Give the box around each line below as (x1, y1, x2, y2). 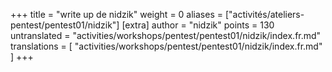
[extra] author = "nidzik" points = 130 (121, 19, 275, 31)
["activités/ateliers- (224, 9, 305, 20)
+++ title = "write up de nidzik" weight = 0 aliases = (10, 9, 223, 20)
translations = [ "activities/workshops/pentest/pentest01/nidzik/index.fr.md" (10, 40, 323, 52)
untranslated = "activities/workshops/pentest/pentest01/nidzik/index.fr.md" (10, 30, 322, 41)
